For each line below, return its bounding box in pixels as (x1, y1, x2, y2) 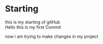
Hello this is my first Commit (5, 24, 61, 30)
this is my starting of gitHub (5, 19, 60, 25)
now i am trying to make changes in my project (5, 33, 98, 39)
